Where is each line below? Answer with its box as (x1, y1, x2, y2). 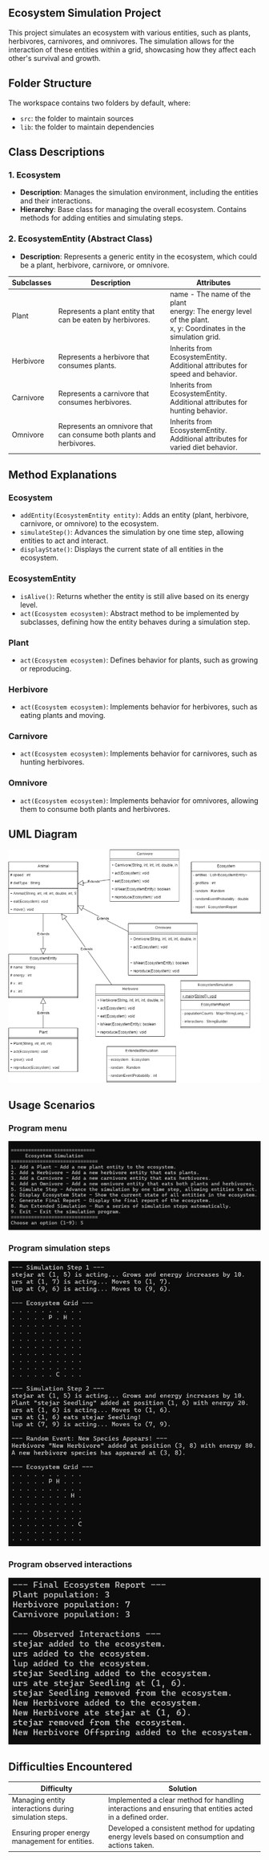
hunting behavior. (169, 406, 228, 415)
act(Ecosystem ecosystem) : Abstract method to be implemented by (19, 608, 239, 618)
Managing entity (11, 1795, 66, 1805)
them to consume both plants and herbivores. (19, 804, 171, 814)
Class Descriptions (8, 145, 106, 159)
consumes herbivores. (58, 397, 132, 406)
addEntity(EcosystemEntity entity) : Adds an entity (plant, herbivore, (19, 510, 250, 520)
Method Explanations (8, 468, 118, 481)
